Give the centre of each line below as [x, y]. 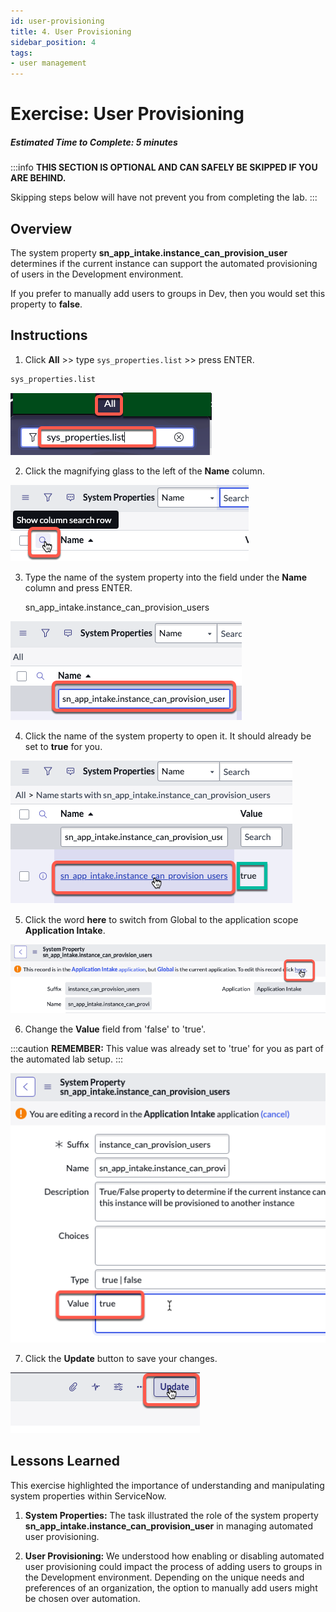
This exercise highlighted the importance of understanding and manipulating [167, 1485]
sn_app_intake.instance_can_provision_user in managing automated [169, 1526]
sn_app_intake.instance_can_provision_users [117, 607]
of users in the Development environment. [97, 274]
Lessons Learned [65, 1461]
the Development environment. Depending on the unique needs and [164, 1577]
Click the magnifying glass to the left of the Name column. [145, 471]
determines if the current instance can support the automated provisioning [164, 264]
